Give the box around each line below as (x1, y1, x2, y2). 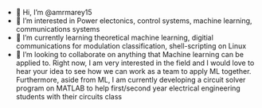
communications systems (15, 25, 100, 33)
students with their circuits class (15, 92, 122, 101)
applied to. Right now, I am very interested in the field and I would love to (15, 58, 255, 67)
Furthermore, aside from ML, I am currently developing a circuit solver (15, 75, 246, 84)
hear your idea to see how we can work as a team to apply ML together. (15, 67, 252, 75)
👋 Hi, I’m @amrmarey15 (15, 8, 93, 17)
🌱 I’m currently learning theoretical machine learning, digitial (15, 33, 213, 42)
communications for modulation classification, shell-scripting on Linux (15, 41, 247, 51)
